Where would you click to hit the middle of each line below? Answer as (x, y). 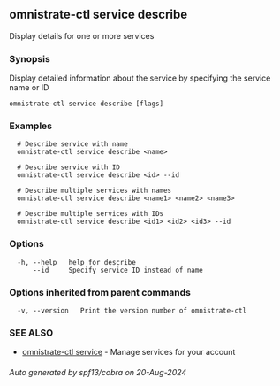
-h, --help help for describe (77, 262)
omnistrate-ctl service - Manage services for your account (129, 352)
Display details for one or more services (82, 35)
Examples (31, 126)
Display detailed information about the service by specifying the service (140, 78)
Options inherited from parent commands (100, 292)
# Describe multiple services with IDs (91, 214)
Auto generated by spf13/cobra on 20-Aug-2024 (98, 372)
